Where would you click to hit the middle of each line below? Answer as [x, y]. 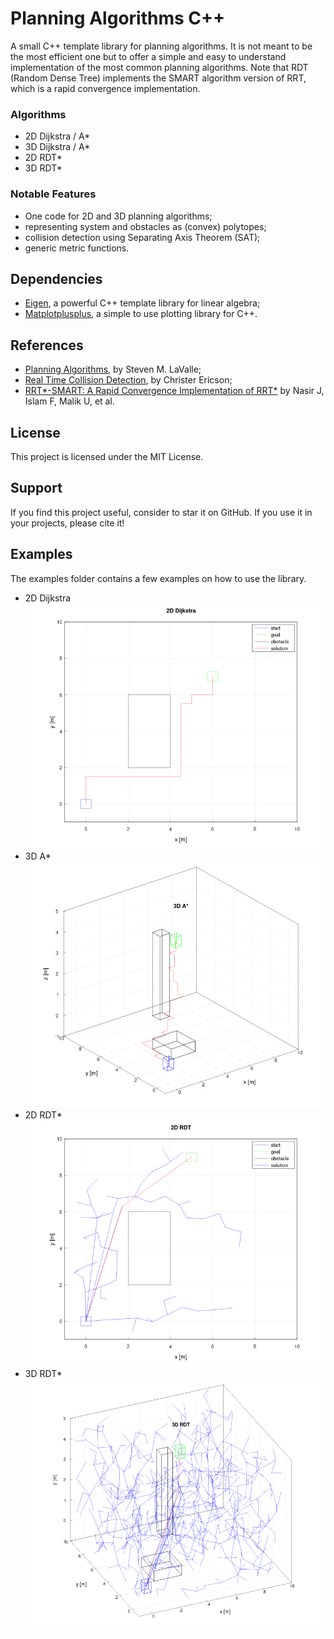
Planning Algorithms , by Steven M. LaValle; [113, 369]
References [47, 345]
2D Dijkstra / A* [57, 136]
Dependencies [56, 278]
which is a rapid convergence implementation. [105, 88]
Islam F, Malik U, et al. [69, 401]
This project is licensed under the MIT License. [107, 456]
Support [36, 488]
